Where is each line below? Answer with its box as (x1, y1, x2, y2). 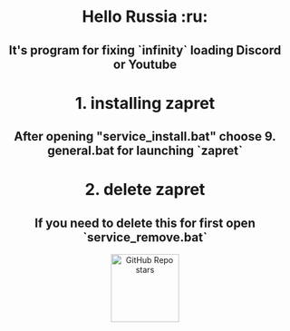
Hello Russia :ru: (82, 6, 208, 27)
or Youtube (113, 56, 177, 72)
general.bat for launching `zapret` (46, 143, 244, 159)
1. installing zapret (74, 92, 216, 113)
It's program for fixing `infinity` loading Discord (8, 43, 282, 58)
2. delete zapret (84, 180, 206, 200)
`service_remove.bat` (82, 229, 208, 245)
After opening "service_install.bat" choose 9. (14, 129, 276, 144)
